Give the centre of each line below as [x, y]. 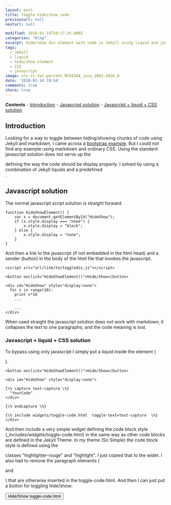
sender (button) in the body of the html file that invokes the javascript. [78, 259]
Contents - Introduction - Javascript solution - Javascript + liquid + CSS [81, 104]
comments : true [21, 85]
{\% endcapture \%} [26, 406]
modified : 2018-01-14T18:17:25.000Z [44, 34]
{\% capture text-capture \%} [37, 389]
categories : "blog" [26, 38]
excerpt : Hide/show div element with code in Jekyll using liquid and [82, 43]
